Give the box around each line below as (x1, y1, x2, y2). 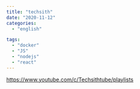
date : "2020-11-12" (6, 15, 56, 21)
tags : (6, 37, 20, 43)
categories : (6, 20, 37, 26)
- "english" (12, 25, 43, 32)
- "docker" (12, 42, 40, 48)
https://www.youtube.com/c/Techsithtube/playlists (6, 76, 134, 83)
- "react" (12, 59, 37, 65)
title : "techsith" (6, 8, 53, 15)
